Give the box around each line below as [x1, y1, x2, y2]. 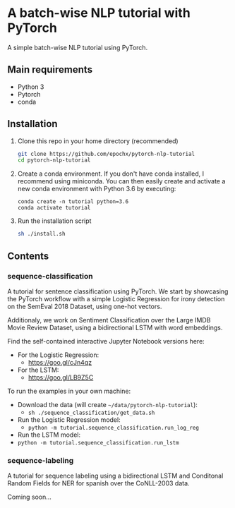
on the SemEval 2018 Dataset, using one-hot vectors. [7, 302, 162, 310]
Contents [7, 250, 49, 262]
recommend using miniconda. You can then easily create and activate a [17, 177, 226, 186]
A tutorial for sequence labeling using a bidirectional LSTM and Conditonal [7, 471, 224, 480]
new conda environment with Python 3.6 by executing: [17, 185, 176, 193]
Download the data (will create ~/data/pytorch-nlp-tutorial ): [17, 400, 198, 409]
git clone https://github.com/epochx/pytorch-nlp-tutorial [17, 150, 195, 157]
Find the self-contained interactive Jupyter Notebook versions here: [7, 337, 205, 345]
